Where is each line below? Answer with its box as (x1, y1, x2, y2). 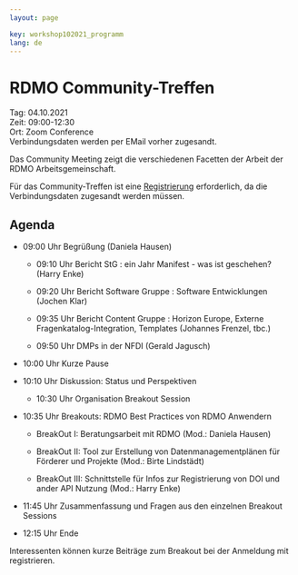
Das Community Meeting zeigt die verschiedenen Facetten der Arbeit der (9, 154, 283, 164)
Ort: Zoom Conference (9, 126, 94, 137)
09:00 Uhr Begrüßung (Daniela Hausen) (22, 242, 173, 253)
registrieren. (9, 555, 55, 566)
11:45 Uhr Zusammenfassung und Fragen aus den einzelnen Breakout (22, 501, 283, 511)
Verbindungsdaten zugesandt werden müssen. (9, 191, 184, 202)
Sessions (22, 511, 57, 521)
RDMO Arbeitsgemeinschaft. (9, 164, 116, 174)
